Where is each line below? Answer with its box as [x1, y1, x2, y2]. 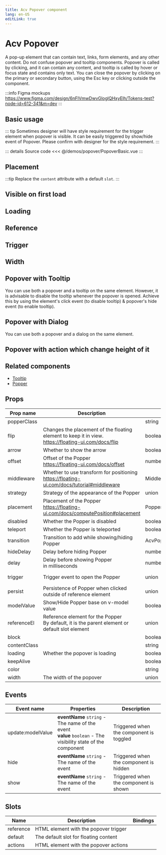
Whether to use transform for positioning [42, 469, 138, 476]
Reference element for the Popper [42, 613, 122, 620]
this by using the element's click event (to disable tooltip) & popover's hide [5, 298, 157, 304]
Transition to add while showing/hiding [42, 534, 133, 541]
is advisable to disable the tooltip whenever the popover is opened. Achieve [5, 293, 160, 299]
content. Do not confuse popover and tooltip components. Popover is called [5, 59, 160, 65]
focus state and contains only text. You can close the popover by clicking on [5, 70, 161, 76]
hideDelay [7, 548, 31, 555]
